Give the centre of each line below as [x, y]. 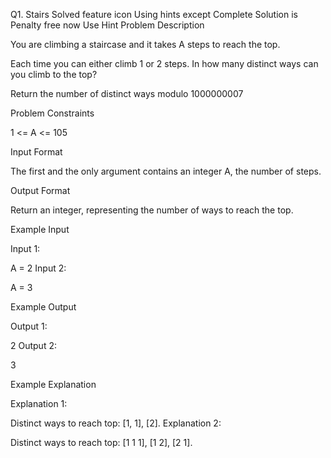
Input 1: [25, 248]
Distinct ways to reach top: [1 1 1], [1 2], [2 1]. [101, 442]
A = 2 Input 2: [38, 268]
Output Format [40, 190]
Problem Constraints [52, 113]
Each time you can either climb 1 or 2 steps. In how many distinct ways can [164, 63]
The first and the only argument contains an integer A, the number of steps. [166, 171]
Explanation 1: [39, 403]
